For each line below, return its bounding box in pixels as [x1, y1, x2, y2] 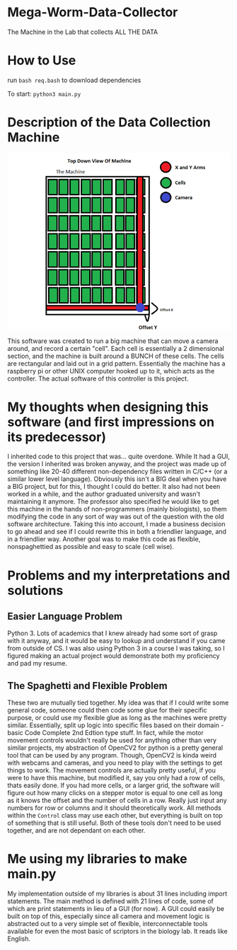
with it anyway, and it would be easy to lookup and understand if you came [7, 637, 226, 645]
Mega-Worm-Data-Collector [7, 4, 178, 21]
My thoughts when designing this [7, 399, 209, 415]
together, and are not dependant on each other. [7, 826, 146, 835]
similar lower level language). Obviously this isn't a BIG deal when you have [7, 475, 227, 483]
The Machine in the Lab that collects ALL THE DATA [7, 28, 158, 36]
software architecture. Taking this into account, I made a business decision [7, 520, 226, 528]
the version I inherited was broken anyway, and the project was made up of [7, 460, 227, 468]
